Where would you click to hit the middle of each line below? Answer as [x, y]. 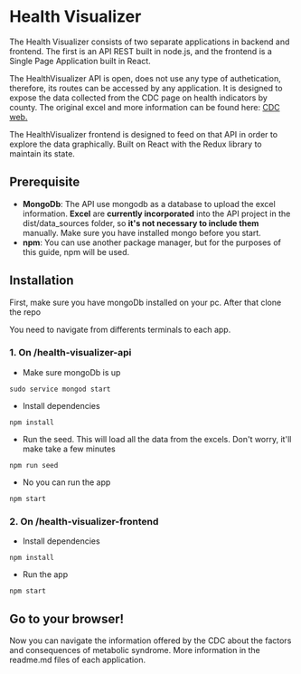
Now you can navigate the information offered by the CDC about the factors [150, 641]
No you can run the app [66, 482]
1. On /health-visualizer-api [71, 353]
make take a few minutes [69, 449]
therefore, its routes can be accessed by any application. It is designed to [146, 88]
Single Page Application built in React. [80, 61]
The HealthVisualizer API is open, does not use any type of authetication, [146, 78]
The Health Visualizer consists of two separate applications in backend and [150, 42]
